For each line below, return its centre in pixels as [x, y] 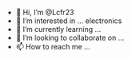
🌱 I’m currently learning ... [58, 29]
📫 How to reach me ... [53, 47]
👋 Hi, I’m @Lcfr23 [45, 12]
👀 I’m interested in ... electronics [69, 21]
